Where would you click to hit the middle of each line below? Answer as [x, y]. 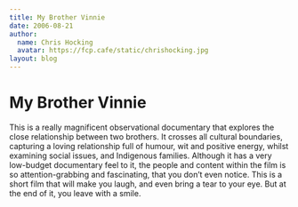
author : [24, 34]
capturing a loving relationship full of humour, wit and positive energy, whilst [149, 146]
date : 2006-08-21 [41, 26]
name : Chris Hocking [55, 42]
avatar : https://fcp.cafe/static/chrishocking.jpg [113, 51]
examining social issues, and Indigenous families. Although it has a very [141, 155]
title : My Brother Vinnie [57, 17]
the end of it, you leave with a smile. [75, 193]
